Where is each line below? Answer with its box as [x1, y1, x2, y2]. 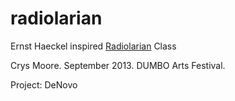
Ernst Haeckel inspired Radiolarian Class [10, 40, 177, 52]
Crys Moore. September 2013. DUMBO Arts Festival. [10, 59, 226, 71]
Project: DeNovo [10, 78, 78, 91]
